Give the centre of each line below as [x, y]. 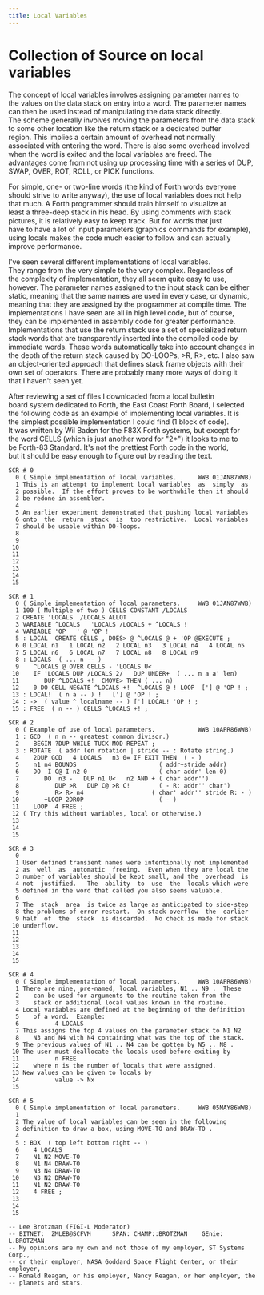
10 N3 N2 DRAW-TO [46, 1177]
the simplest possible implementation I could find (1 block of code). [119, 422]
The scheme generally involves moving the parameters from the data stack [132, 120]
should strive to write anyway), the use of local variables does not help [125, 195]
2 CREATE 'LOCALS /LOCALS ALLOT [71, 617]
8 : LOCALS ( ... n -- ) [59, 660]
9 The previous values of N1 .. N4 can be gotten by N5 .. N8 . [125, 1044]
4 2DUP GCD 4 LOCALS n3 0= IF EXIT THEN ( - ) [109, 757]
